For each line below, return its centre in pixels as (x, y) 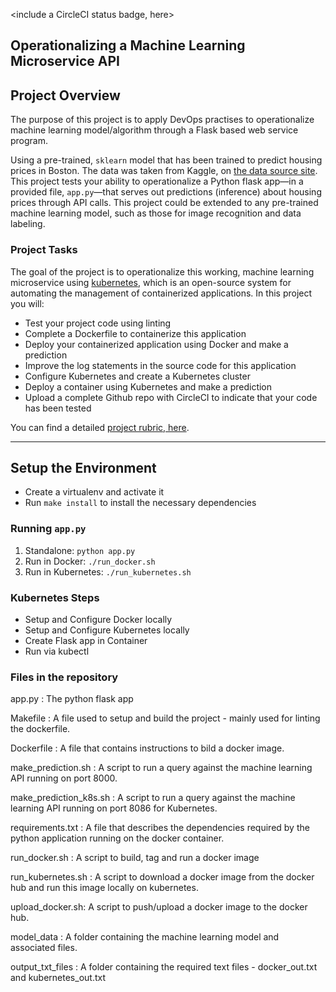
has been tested (58, 408)
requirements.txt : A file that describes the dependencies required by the (160, 828)
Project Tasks (44, 250)
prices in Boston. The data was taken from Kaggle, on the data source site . (164, 171)
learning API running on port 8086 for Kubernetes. (114, 808)
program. (29, 141)
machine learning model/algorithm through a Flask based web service (154, 130)
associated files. (44, 948)
